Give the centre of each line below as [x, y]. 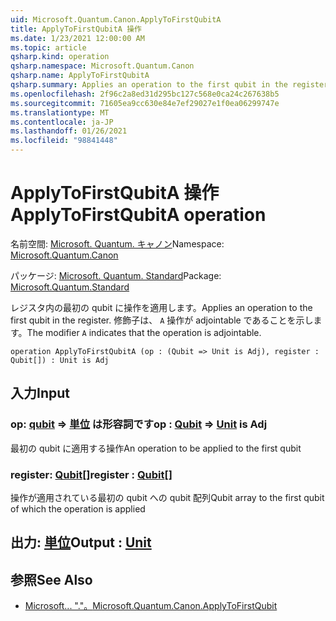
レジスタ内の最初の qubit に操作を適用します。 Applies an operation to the [161, 307]
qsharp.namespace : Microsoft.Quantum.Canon [102, 66]
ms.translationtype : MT [60, 112]
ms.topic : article [48, 47]
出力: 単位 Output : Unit [81, 542]
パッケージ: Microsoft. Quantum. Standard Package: [116, 275]
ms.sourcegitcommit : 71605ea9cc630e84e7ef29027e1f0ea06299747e [145, 103]
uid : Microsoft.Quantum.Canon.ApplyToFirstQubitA [116, 19]
